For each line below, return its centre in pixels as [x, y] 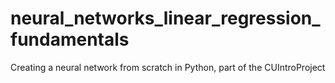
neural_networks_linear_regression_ [165, 18]
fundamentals [70, 39]
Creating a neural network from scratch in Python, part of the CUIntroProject [168, 67]
